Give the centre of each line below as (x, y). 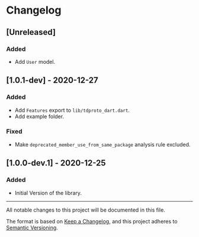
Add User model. (35, 61)
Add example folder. (39, 116)
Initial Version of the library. (48, 193)
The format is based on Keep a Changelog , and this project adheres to (92, 221)
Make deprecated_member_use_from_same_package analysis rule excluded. (102, 144)
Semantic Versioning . (32, 228)
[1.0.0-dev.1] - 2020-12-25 (56, 163)
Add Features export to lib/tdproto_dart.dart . (72, 110)
